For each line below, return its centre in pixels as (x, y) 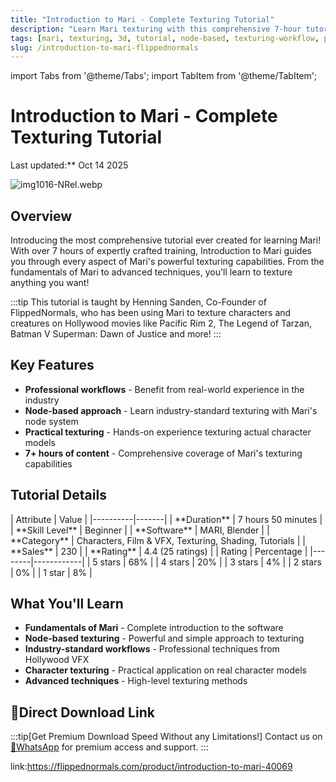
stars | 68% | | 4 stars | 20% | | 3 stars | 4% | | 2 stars (210, 562)
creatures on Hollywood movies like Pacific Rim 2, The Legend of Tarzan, (161, 323)
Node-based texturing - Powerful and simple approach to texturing (164, 638)
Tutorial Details (58, 495)
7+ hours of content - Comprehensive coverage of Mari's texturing (163, 453)
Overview (41, 216)
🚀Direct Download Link (82, 712)
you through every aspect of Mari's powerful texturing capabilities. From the (167, 261)
